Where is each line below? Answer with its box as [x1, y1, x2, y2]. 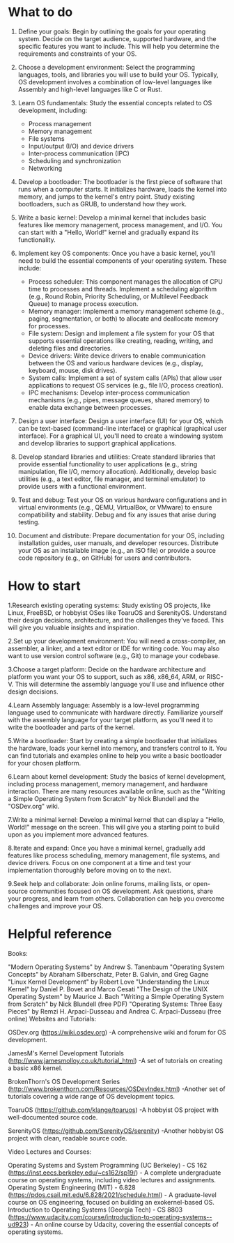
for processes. [28, 321, 70, 330]
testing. [17, 517, 40, 526]
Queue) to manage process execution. [28, 299, 139, 307]
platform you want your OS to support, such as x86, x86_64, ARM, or [8, 672, 205, 680]
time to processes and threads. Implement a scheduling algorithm [28, 284, 217, 293]
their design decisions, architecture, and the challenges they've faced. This [8, 616, 224, 624]
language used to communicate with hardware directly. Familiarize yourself [8, 708, 224, 717]
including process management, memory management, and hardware [8, 779, 208, 788]
